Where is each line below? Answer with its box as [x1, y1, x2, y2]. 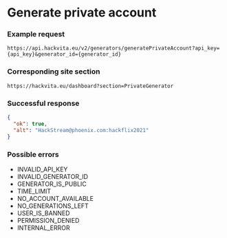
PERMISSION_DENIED [17, 216, 80, 224]
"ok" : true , [13, 120, 48, 127]
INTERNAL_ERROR [17, 224, 70, 232]
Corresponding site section [7, 67, 100, 76]
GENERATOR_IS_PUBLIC [17, 180, 87, 188]
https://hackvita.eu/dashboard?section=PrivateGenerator [7, 83, 174, 89]
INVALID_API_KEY [17, 165, 68, 173]
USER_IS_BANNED [17, 208, 70, 217]
